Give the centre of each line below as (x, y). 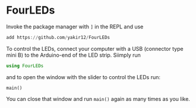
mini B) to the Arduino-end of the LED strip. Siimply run (74, 55)
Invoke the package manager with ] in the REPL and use (75, 27)
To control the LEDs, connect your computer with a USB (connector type (95, 48)
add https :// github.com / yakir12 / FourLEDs (58, 37)
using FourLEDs (25, 66)
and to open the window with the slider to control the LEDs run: (83, 77)
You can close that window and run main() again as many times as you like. (98, 99)
